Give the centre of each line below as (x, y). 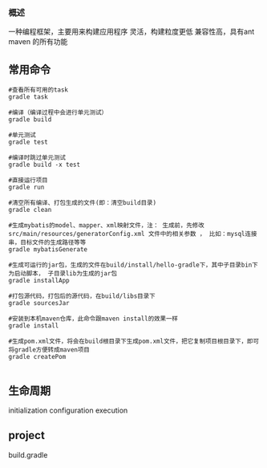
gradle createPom (37, 357)
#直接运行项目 (28, 181)
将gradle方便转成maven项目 (49, 350)
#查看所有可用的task (38, 90)
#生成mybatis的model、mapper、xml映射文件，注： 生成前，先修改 (106, 226)
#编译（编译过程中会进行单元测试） (58, 113)
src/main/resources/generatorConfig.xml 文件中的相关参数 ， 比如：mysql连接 (133, 234)
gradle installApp (39, 281)
